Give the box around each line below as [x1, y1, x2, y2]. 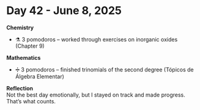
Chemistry [6, 24, 34, 31]
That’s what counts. [6, 97, 56, 105]
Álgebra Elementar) [15, 73, 64, 80]
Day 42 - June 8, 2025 [6, 4, 122, 18]
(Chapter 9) [15, 42, 45, 50]
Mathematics [6, 54, 41, 61]
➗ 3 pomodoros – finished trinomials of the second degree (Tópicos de [15, 65, 194, 73]
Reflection [6, 84, 34, 92]
